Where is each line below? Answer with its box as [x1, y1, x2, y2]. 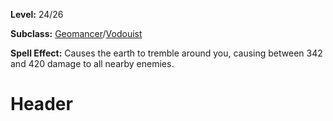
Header [10, 93, 73, 116]
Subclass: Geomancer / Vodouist [10, 28, 143, 39]
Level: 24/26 [10, 9, 64, 20]
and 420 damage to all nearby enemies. [10, 58, 175, 69]
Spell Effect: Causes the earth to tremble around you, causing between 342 [10, 47, 323, 59]
